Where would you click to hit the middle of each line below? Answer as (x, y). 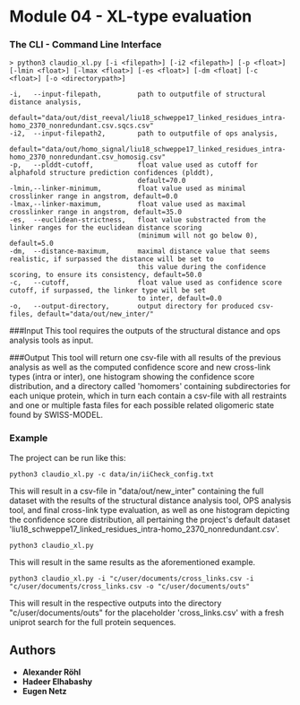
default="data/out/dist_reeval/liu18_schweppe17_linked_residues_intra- (148, 118)
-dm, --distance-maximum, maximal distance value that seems (140, 252)
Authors (33, 651)
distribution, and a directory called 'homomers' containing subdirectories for (150, 387)
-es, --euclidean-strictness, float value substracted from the (138, 220)
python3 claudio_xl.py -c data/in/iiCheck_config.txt (112, 474)
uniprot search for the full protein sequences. (93, 622)
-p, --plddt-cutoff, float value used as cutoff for (133, 165)
